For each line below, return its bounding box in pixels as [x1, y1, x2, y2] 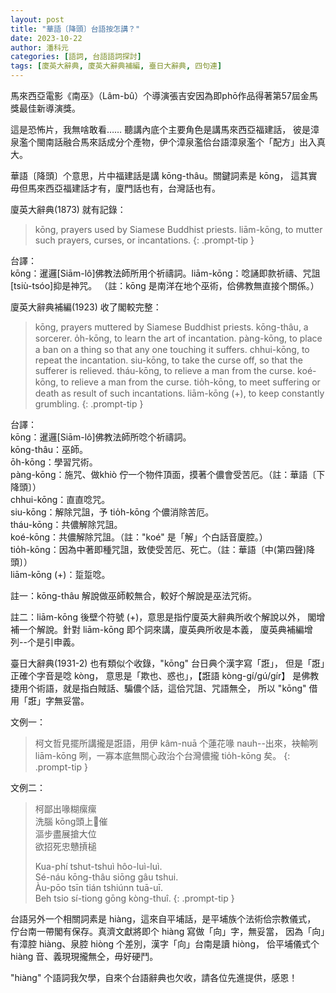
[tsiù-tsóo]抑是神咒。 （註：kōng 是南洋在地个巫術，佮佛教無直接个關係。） [10, 280, 320, 291]
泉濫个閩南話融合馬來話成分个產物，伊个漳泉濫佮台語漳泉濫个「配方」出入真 [10, 136, 326, 148]
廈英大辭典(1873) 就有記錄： [10, 204, 127, 215]
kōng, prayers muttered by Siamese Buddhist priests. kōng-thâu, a [34, 321, 309, 333]
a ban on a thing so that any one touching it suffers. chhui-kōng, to [34, 344, 310, 355]
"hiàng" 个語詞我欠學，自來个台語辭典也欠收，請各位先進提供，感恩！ [10, 972, 298, 983]
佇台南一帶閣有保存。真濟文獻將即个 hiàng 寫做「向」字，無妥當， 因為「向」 [10, 926, 326, 937]
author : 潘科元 [10, 42, 69, 53]
